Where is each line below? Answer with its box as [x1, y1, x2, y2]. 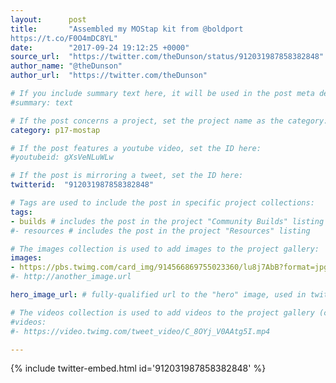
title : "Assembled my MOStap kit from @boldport [10, 24, 244, 34]
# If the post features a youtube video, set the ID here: [10, 143, 262, 153]
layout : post [10, 14, 87, 25]
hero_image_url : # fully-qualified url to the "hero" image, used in [10, 290, 307, 300]
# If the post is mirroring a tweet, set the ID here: [10, 171, 244, 181]
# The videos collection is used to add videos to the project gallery [10, 307, 315, 318]
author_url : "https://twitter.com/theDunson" [10, 71, 208, 81]
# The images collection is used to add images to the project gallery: [10, 244, 320, 254]
